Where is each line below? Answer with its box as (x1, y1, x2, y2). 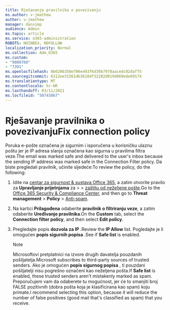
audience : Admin (5, 27, 40, 32)
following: (5, 169, 26, 176)
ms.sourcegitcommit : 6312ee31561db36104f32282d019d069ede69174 (5, 74, 142, 79)
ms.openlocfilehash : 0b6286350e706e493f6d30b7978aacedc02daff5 (5, 69, 142, 74)
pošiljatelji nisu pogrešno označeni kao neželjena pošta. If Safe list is (12, 268, 156, 274)
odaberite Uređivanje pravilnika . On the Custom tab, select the (12, 211, 145, 217)
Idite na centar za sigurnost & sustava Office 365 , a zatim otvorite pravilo (12, 179, 165, 186)
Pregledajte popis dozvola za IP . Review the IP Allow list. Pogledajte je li (12, 226, 163, 232)
